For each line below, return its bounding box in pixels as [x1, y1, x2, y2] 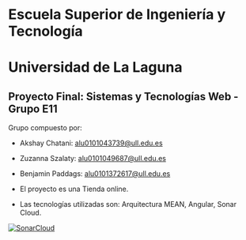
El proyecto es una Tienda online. [19, 184, 129, 194]
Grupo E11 [8, 102, 58, 115]
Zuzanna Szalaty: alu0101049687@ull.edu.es [19, 154, 166, 163]
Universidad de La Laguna [8, 58, 183, 77]
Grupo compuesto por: [8, 123, 83, 133]
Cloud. [19, 208, 42, 218]
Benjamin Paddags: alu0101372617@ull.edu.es [19, 169, 171, 178]
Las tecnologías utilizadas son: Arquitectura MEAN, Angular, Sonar [19, 200, 237, 209]
